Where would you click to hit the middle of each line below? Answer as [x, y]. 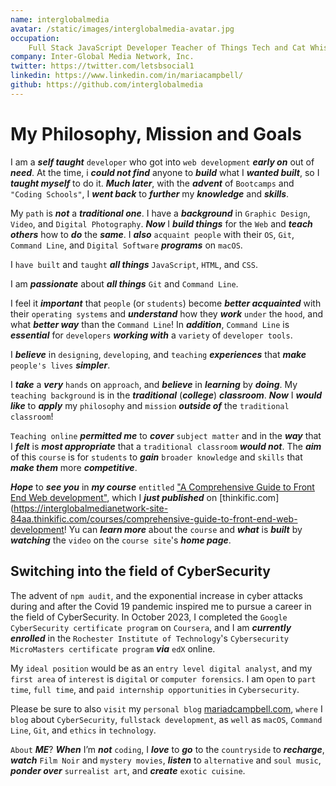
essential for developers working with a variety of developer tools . [151, 335]
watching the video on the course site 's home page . [121, 540]
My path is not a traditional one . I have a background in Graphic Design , [160, 213]
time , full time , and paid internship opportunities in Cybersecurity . [155, 689]
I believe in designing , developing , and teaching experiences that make [158, 354]
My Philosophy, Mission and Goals [156, 133]
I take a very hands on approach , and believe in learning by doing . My [154, 384]
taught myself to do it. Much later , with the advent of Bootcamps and [152, 183]
